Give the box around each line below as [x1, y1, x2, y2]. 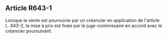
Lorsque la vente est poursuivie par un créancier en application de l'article [5, 17, 160, 23]
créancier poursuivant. [5, 27, 52, 34]
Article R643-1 [5, 4, 52, 12]
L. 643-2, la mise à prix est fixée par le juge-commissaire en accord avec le [5, 22, 162, 28]
